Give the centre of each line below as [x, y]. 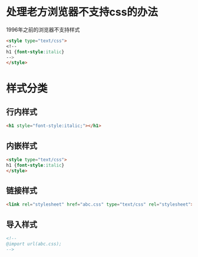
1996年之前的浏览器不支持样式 [43, 30]
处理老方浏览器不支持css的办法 [82, 12]
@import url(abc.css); [34, 244]
